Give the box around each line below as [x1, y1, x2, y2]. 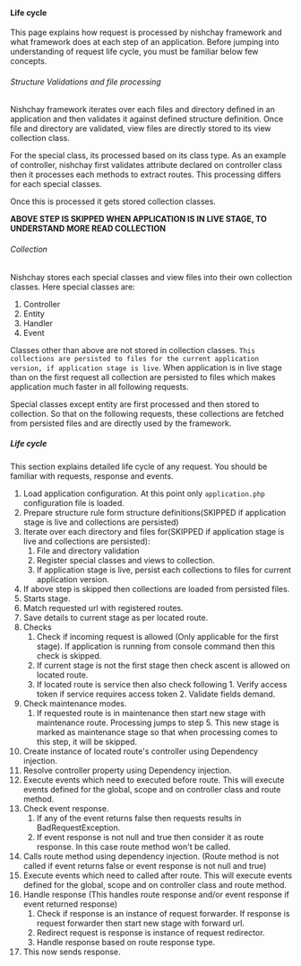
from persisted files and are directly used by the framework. [10, 418, 232, 429]
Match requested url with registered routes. [22, 602, 185, 613]
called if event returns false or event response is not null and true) [22, 860, 267, 871]
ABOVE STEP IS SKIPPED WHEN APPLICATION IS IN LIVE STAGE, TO [10, 214, 268, 225]
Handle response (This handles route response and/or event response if [22, 889, 289, 900]
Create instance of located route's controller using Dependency [22, 746, 259, 757]
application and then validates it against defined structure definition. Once [10, 113, 284, 125]
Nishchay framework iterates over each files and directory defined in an [10, 104, 276, 115]
